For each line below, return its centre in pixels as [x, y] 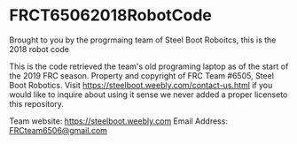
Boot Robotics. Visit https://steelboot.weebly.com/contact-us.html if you [141, 85]
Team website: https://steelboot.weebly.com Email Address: [119, 121]
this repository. [37, 103]
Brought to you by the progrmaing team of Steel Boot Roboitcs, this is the [143, 40]
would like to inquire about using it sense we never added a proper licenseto [148, 95]
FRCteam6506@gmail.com [59, 130]
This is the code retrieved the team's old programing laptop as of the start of [149, 66]
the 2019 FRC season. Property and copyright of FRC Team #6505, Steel [142, 75]
